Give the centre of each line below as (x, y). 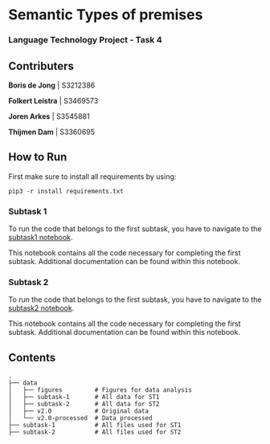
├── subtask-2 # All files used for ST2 (95, 432)
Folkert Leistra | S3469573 (53, 100)
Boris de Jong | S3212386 (52, 85)
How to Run (38, 157)
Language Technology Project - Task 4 (85, 40)
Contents (32, 358)
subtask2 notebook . (41, 308)
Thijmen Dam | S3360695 (51, 132)
